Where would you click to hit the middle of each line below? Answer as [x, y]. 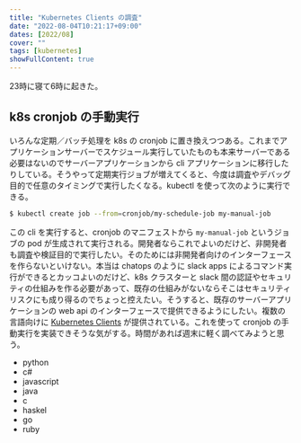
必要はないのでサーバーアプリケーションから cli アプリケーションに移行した [149, 163]
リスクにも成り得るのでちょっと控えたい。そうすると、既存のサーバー [139, 299]
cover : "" [28, 43]
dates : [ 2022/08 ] [42, 34]
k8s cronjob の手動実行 [74, 117]
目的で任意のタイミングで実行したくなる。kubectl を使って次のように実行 [146, 185]
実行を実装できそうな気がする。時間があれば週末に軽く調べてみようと [146, 332]
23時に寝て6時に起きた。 [56, 86]
